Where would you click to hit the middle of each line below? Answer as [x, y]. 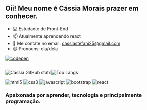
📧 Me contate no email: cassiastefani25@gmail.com [66, 43]
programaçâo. [23, 101]
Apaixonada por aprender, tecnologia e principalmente [74, 95]
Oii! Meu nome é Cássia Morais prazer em [72, 8]
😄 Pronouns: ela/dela [35, 48]
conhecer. [22, 16]
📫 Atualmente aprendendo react [47, 36]
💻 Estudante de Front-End [40, 28]
